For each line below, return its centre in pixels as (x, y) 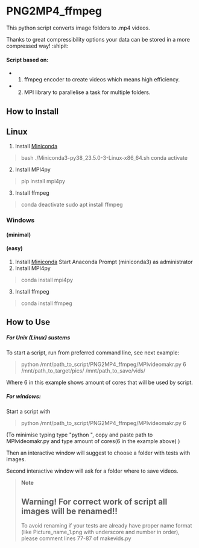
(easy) (14, 248)
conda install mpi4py (47, 280)
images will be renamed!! (69, 511)
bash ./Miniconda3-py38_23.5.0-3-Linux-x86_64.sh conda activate (104, 158)
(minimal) (19, 235)
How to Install (33, 111)
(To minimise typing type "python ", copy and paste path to (80, 435)
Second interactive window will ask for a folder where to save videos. (93, 471)
